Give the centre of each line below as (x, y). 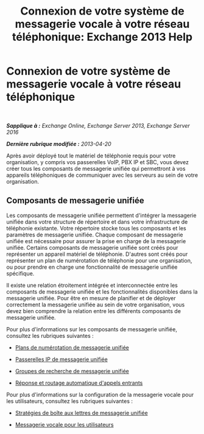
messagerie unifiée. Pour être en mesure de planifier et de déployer (91, 298)
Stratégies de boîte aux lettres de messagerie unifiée (81, 413)
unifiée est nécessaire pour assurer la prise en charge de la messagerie (96, 241)
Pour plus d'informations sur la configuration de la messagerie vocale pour (100, 394)
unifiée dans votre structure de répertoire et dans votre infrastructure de (97, 222)
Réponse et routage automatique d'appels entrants (79, 383)
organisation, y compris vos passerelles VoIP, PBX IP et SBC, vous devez (97, 162)
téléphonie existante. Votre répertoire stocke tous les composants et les (97, 228)
